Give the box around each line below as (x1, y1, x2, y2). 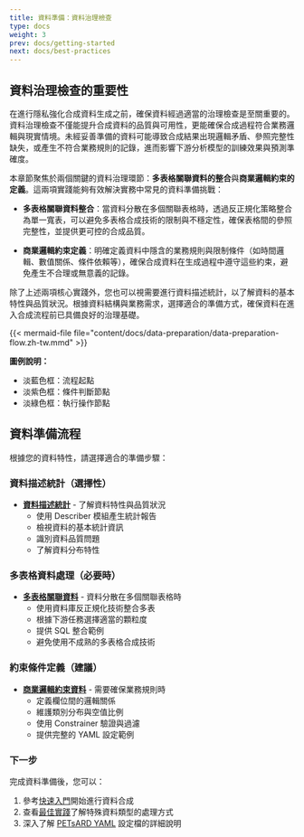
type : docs (9, 22, 51, 31)
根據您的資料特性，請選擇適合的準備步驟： (9, 452, 168, 463)
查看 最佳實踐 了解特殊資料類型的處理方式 (22, 806, 174, 817)
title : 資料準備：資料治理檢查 (9, 13, 112, 23)
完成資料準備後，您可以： (9, 776, 105, 786)
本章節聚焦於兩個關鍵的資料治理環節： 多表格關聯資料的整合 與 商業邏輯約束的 (9, 173, 295, 183)
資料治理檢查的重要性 (9, 82, 128, 98)
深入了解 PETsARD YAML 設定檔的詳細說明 (22, 817, 182, 828)
